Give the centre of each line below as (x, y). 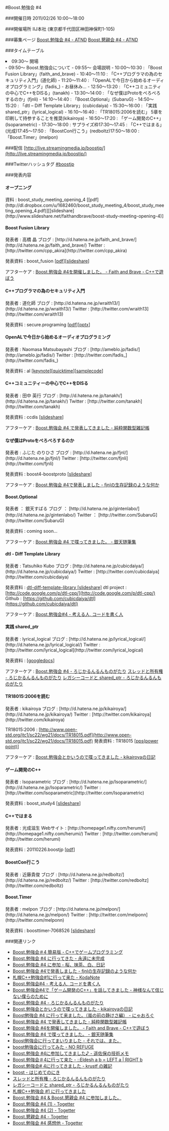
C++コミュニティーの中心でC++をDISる (47, 383)
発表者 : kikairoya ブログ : (32, 709)
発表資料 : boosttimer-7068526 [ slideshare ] (50, 930)
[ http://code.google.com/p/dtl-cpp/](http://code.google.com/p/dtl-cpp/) (80, 593)
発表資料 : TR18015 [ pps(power (126, 741)
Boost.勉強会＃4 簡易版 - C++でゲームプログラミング (68, 952)
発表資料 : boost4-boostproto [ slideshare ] (49, 474)
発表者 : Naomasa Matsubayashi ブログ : (47, 349)
